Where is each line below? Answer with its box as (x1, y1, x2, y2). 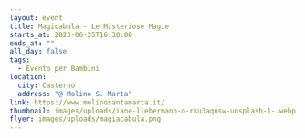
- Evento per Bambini (17, 64, 100, 74)
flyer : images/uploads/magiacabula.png (9, 114, 162, 123)
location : (9, 73, 47, 82)
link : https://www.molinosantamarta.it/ (9, 97, 166, 107)
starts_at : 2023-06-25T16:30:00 (9, 30, 132, 39)
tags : (9, 55, 30, 64)
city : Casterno (17, 81, 76, 90)
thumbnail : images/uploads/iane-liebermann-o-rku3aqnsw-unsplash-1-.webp (9, 106, 297, 115)
